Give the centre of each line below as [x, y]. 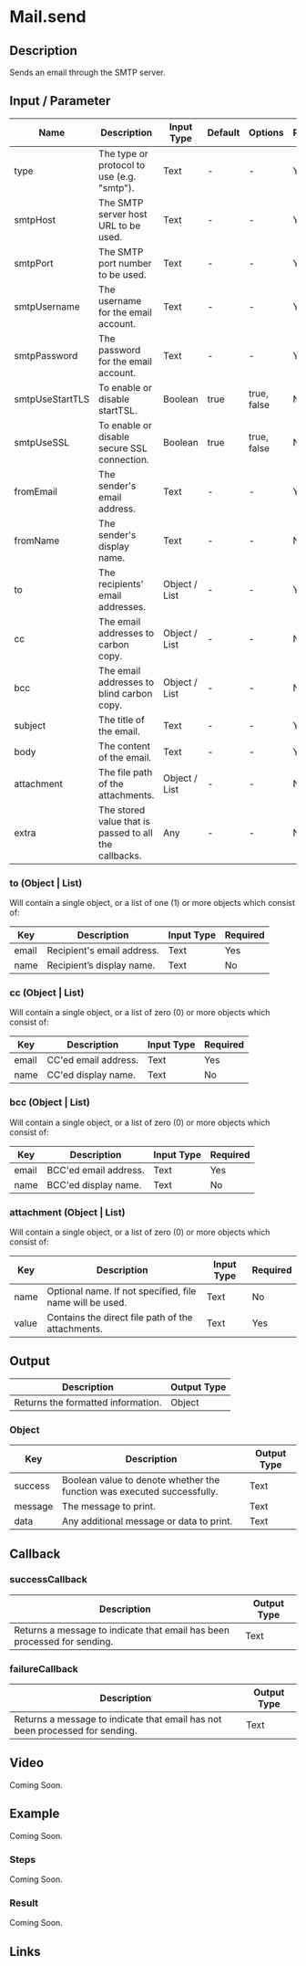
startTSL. [118, 410]
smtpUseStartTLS [52, 399]
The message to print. [109, 1507]
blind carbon [126, 693]
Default [224, 132]
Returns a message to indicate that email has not [118, 1719]
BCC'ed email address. [96, 1170]
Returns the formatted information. [88, 1402]
